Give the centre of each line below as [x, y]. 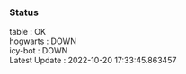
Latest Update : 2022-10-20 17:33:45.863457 [93, 61]
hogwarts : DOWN [43, 41]
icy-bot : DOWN [39, 51]
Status [24, 12]
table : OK [28, 32]
